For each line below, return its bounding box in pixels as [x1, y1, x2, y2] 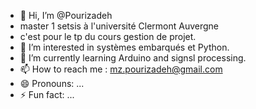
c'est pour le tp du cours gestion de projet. [19, 31, 197, 42]
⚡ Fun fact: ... [19, 89, 75, 100]
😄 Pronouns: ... [19, 78, 85, 89]
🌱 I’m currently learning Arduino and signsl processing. [19, 52, 247, 64]
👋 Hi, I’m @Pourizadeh [19, 10, 113, 21]
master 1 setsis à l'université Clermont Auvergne [19, 20, 220, 32]
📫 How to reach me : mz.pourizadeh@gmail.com [19, 63, 223, 75]
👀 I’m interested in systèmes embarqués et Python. [19, 41, 230, 53]
